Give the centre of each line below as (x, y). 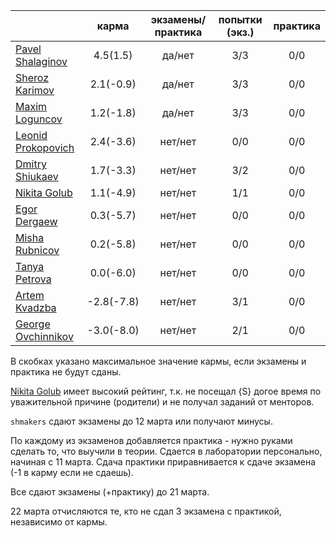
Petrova (33, 279)
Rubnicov (37, 250)
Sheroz (32, 77)
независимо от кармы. (59, 522)
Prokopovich (45, 147)
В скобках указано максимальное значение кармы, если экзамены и (158, 361)
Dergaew (36, 221)
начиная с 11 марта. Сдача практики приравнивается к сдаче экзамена (163, 462)
